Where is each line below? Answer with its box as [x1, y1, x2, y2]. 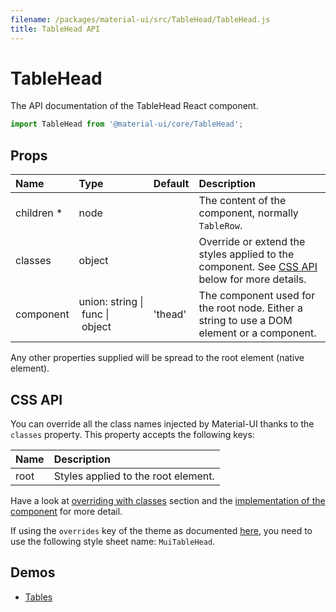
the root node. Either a [198, 301, 303, 315]
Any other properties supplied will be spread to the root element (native [10, 352, 305, 364]
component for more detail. [10, 505, 123, 517]
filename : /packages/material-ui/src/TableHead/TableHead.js [10, 14, 271, 25]
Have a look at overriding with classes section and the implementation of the [10, 494, 326, 506]
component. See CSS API [198, 260, 318, 274]
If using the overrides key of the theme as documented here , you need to [10, 524, 313, 536]
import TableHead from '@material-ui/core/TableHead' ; [10, 119, 244, 130]
